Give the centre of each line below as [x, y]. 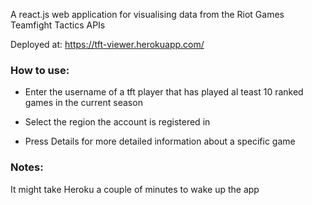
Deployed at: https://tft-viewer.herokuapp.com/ [107, 44]
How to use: [40, 70]
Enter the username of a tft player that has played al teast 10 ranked [164, 92]
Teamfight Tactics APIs [58, 25]
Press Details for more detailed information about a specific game [160, 141]
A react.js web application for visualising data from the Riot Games [147, 14]
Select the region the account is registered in [117, 122]
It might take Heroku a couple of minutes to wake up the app [135, 189]
